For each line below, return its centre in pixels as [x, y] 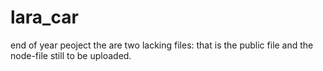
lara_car [44, 17]
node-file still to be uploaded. [71, 55]
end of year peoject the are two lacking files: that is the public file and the [162, 45]
